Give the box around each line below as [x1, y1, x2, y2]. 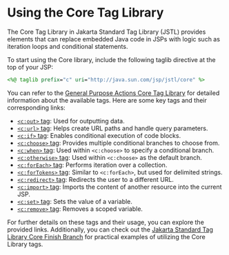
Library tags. [7, 240, 43, 248]
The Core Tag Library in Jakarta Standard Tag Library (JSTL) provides [7, 28, 206, 36]
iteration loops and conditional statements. [7, 42, 128, 50]
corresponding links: [7, 103, 66, 112]
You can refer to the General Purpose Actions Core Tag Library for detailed [7, 88, 220, 97]
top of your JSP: [7, 63, 54, 71]
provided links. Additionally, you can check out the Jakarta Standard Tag [7, 225, 214, 234]
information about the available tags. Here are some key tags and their [7, 96, 207, 104]
